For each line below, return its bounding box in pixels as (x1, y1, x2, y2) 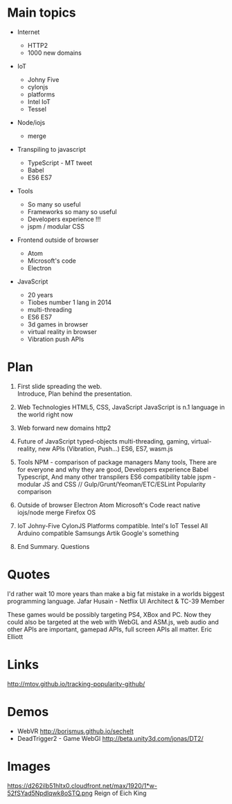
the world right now (17, 410, 73, 419)
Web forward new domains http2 (17, 423, 111, 432)
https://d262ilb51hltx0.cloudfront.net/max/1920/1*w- (7, 781, 158, 789)
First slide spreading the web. (17, 382, 102, 390)
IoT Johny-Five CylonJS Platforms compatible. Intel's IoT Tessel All (17, 521, 208, 530)
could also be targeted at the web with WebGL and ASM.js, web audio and (7, 618, 220, 626)
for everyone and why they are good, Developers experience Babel (17, 465, 209, 473)
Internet (17, 28, 40, 36)
